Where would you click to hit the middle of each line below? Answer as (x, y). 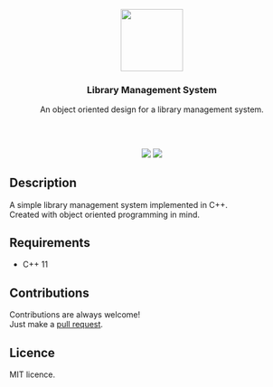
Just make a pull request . (56, 325)
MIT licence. (33, 374)
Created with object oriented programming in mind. (105, 214)
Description (43, 183)
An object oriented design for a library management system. (152, 109)
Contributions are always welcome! (75, 315)
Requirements (50, 243)
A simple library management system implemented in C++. (119, 204)
